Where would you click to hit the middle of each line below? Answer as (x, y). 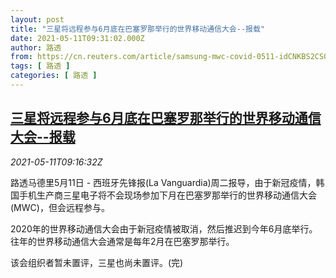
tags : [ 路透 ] (40, 66)
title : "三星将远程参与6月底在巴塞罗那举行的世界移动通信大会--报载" (137, 29)
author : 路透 (36, 47)
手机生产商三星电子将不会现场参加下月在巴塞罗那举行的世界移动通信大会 (167, 195)
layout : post (37, 19)
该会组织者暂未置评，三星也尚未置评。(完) (97, 262)
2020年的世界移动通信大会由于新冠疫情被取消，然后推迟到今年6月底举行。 (164, 228)
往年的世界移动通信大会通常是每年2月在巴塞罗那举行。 (122, 241)
